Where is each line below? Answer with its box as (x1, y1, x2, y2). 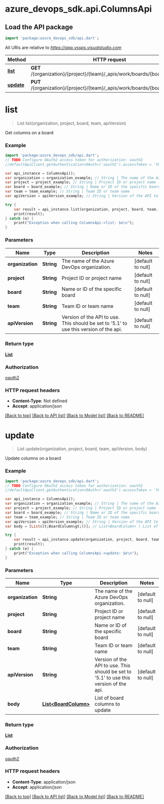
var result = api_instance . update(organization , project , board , (14, 537, 150, 542)
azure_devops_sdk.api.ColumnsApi (5, 3, 152, 15)
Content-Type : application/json (12, 779, 76, 784)
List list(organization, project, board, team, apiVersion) (17, 120, 126, 126)
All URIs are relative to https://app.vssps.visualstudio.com (5, 44, 122, 50)
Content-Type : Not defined (12, 398, 67, 404)
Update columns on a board (5, 455, 61, 461)
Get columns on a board (5, 129, 54, 135)
